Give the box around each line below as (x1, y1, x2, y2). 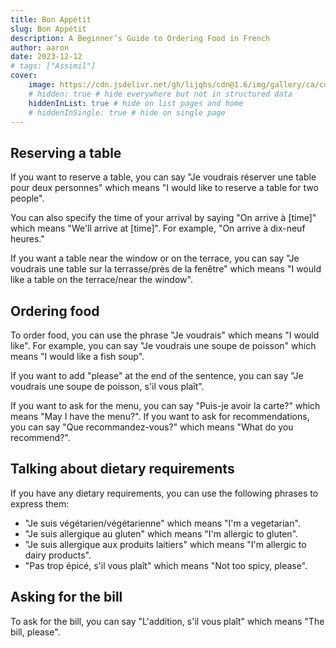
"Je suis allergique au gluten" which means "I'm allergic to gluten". (24, 527, 299, 540)
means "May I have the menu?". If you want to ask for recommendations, (10, 411, 310, 422)
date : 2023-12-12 (10, 52, 83, 62)
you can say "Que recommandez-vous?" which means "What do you (10, 421, 294, 433)
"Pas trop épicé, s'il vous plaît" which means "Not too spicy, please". (24, 559, 308, 571)
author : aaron (10, 42, 70, 53)
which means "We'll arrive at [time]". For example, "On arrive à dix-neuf (10, 222, 306, 235)
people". (10, 192, 45, 205)
